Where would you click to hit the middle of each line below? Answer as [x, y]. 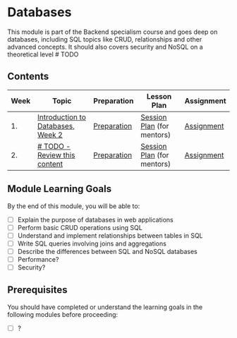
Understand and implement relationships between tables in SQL [110, 235]
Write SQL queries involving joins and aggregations [92, 243]
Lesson [159, 96]
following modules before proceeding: [63, 314]
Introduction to [62, 117]
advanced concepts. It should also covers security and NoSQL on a [105, 47]
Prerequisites [37, 290]
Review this [56, 155]
